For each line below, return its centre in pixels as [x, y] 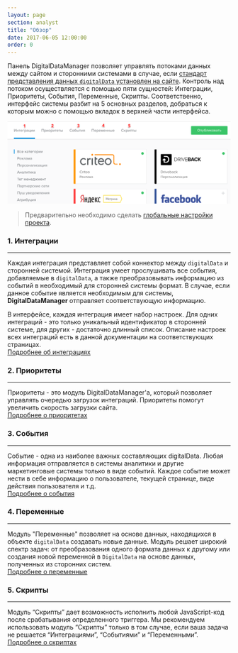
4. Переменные [36, 512]
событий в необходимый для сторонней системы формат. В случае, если [119, 285]
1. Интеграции [33, 241]
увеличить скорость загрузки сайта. [63, 407]
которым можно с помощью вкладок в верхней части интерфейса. [109, 111]
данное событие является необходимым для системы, [90, 293]
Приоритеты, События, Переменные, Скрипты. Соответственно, [105, 97]
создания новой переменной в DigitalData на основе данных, [102, 556]
